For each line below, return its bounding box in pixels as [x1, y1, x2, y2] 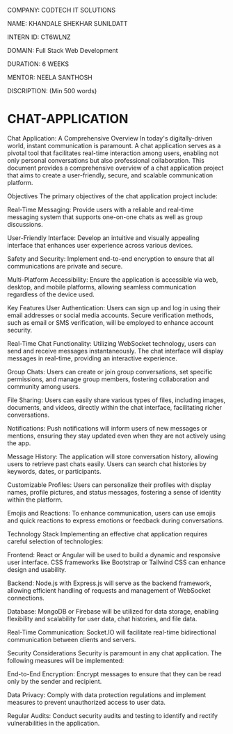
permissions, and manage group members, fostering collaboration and [7, 375, 209, 383]
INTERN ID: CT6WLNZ [7, 33, 71, 41]
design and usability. [7, 565, 67, 573]
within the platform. [7, 495, 63, 504]
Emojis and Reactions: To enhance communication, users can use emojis [7, 509, 216, 517]
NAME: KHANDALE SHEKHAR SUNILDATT [7, 19, 128, 27]
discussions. [7, 220, 43, 228]
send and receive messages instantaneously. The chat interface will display [7, 346, 224, 355]
